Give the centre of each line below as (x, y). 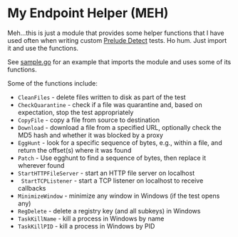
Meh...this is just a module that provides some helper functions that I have (116, 33)
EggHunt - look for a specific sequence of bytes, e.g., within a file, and (120, 142)
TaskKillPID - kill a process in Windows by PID (86, 226)
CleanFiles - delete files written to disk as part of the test (102, 97)
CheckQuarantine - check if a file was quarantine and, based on (110, 104)
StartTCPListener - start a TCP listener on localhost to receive (112, 181)
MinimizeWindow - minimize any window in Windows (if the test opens (119, 196)
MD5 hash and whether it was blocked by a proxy (90, 135)
